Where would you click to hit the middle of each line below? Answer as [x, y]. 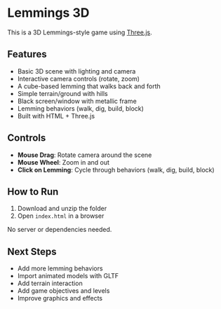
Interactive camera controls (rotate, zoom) [79, 78]
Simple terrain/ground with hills [62, 93]
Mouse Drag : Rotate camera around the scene [85, 155]
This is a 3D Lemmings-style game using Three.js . [80, 32]
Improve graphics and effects [60, 298]
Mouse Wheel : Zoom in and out [63, 162]
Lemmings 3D [48, 13]
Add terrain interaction [50, 283]
